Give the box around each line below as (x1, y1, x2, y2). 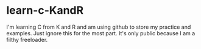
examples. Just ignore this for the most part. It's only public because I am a (6, 29, 196, 36)
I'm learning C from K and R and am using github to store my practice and (6, 23, 191, 30)
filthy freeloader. (6, 36, 48, 43)
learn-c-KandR (6, 4, 84, 17)
